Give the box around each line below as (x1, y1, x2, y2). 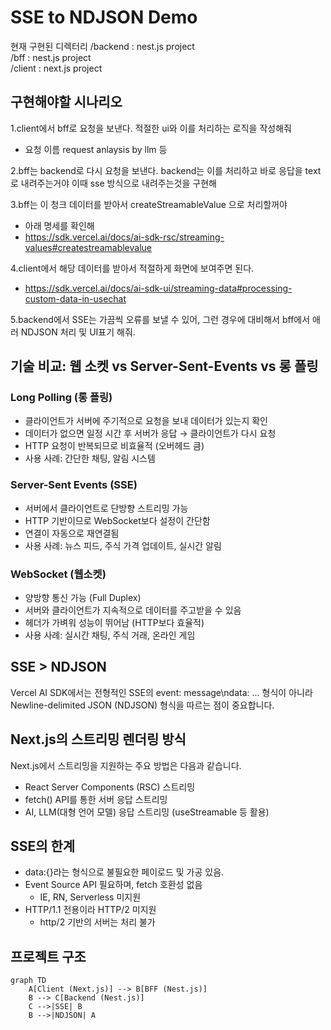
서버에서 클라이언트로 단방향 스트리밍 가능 (24, 502, 189, 514)
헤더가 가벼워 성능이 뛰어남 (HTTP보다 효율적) (24, 617, 205, 629)
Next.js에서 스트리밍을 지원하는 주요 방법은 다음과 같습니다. (10, 759, 242, 771)
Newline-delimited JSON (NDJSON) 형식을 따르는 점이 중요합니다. (10, 699, 275, 711)
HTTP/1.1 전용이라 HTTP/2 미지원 (24, 904, 157, 916)
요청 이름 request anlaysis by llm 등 (24, 143, 168, 155)
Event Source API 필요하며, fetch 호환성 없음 (24, 879, 203, 891)
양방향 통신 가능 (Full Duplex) (24, 592, 142, 604)
